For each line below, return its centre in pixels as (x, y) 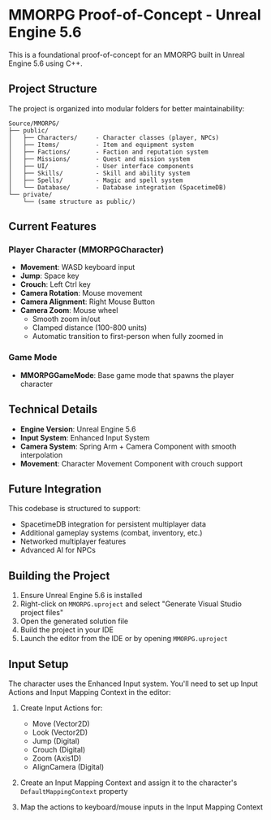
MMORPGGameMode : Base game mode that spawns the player (127, 375)
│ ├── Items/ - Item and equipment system (101, 145)
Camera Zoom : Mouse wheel (69, 310)
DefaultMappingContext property (74, 791)
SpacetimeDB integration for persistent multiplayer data (113, 524)
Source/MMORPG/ (34, 124)
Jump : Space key (49, 276)
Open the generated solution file (74, 621)
